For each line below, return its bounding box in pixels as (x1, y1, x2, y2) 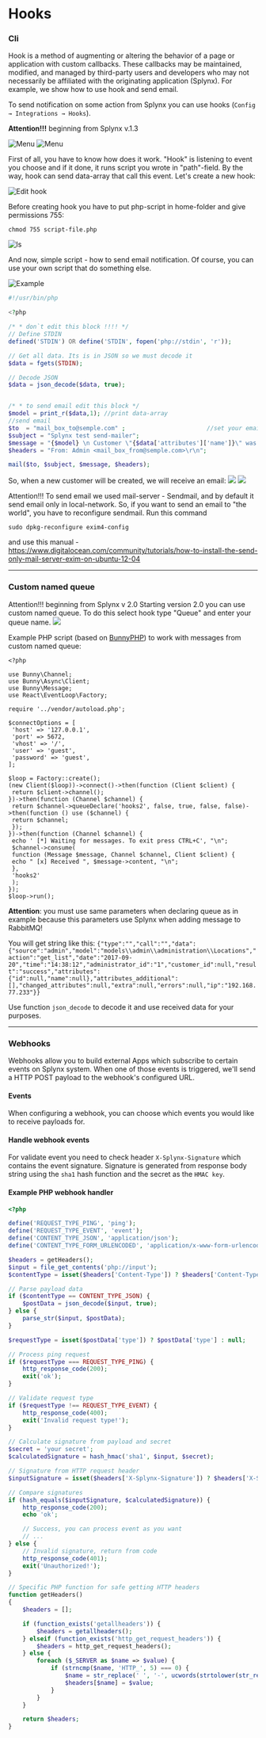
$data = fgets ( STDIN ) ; (8, 359, 83, 367)
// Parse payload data (8, 1285, 83, 1293)
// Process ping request (8, 1350, 90, 1358)
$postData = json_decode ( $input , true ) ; (22, 1300, 158, 1308)
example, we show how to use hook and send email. (8, 85, 179, 94)
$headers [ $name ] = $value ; (64, 1679, 154, 1686)
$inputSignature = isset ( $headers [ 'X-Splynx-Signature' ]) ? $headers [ (8, 1474, 246, 1482)
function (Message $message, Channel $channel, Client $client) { (11, 850, 236, 858)
